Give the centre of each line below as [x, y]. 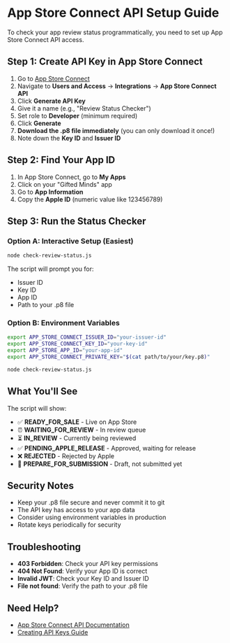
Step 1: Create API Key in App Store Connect [105, 62]
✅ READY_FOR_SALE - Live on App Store [77, 422]
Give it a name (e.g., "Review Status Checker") [84, 108]
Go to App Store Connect [53, 78]
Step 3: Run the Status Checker [77, 221]
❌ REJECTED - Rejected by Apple [66, 455]
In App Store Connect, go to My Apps [71, 177]
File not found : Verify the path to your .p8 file [82, 586]
